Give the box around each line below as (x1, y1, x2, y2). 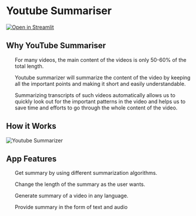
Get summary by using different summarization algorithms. (14, 170, 158, 177)
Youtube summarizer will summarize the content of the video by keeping (14, 74, 191, 81)
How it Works (6, 121, 57, 131)
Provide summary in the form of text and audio (14, 204, 128, 211)
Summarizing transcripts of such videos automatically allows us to (14, 91, 175, 98)
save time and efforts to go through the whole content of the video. (14, 104, 178, 111)
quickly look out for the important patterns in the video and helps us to (14, 98, 186, 105)
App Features (6, 154, 57, 164)
